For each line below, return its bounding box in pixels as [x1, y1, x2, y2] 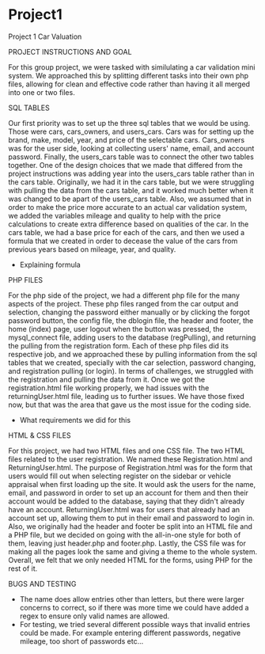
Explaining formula [19, 260, 81, 269]
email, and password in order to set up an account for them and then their [8, 488, 249, 497]
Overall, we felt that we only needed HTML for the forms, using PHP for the [8, 555, 253, 565]
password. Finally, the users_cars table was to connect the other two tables [8, 152, 255, 162]
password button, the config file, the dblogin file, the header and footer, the [8, 315, 254, 325]
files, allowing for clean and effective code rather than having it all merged [8, 79, 251, 89]
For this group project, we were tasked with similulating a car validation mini [8, 62, 256, 72]
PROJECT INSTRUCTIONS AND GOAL [8, 47, 132, 56]
